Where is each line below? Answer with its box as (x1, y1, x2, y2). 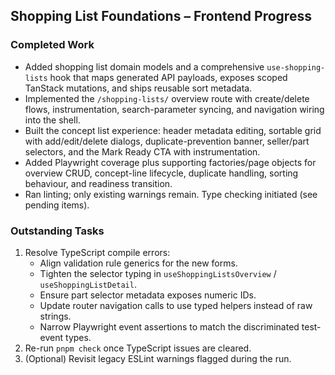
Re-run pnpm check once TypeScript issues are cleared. (24, 342, 252, 354)
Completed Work (10, 38, 95, 52)
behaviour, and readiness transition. (24, 177, 173, 189)
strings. (39, 310, 72, 322)
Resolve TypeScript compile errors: (24, 246, 171, 258)
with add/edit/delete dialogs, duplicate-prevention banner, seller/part (24, 135, 310, 147)
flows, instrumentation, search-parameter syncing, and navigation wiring (24, 103, 325, 115)
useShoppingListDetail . (39, 278, 137, 290)
